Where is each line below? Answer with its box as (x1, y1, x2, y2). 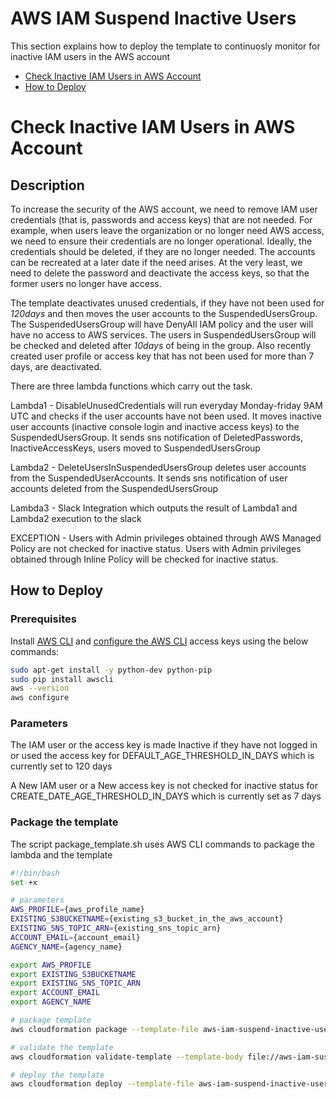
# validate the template (10, 1042, 114, 1052)
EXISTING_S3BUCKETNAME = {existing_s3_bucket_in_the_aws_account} (10, 914, 284, 924)
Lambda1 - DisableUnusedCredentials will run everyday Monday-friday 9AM (10, 399, 323, 411)
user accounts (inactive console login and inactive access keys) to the (10, 420, 300, 432)
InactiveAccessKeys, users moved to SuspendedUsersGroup (10, 442, 261, 454)
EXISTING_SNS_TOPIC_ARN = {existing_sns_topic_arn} (10, 923, 222, 934)
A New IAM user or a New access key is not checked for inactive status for (10, 780, 319, 792)
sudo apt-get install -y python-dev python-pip (10, 665, 213, 675)
